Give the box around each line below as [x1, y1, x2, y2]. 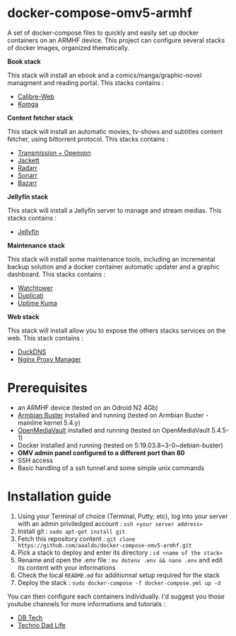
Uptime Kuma [17, 299, 58, 307]
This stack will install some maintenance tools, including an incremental [7, 255, 216, 263]
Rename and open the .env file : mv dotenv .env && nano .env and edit [17, 555, 223, 564]
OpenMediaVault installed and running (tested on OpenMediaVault [17, 425, 211, 434]
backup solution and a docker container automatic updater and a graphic [7, 262, 220, 271]
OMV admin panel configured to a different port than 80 [17, 448, 185, 457]
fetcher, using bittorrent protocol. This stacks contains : [7, 135, 169, 143]
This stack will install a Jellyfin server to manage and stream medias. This [7, 206, 222, 214]
